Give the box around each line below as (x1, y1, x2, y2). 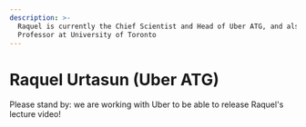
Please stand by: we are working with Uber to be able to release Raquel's (9, 99, 284, 110)
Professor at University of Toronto (17, 30, 157, 39)
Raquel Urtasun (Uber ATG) (9, 69, 219, 90)
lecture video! (9, 109, 61, 120)
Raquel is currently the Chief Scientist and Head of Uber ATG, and (17, 22, 283, 31)
